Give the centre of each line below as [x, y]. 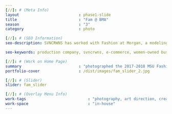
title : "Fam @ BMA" [57, 19]
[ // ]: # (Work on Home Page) [36, 61]
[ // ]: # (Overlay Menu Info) [36, 94]
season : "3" [48, 24]
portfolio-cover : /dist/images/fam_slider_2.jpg [78, 71]
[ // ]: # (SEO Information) [34, 38]
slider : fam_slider [26, 85]
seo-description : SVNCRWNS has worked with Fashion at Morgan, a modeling [87, 43]
